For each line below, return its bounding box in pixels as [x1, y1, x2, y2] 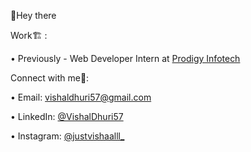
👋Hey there [10, 10, 57, 21]
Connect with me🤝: [10, 72, 90, 84]
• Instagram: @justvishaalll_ [10, 130, 125, 142]
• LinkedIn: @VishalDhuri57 [10, 111, 124, 122]
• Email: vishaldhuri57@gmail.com [10, 91, 152, 103]
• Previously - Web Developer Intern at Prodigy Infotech [10, 53, 241, 64]
